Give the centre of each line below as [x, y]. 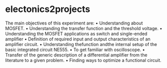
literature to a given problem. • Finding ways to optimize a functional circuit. [83, 60]
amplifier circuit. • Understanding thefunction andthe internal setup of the [81, 44]
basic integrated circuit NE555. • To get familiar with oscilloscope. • [75, 49]
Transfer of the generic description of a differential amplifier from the [76, 55]
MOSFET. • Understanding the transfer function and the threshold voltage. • [84, 28]
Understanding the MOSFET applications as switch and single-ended [76, 33]
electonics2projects [48, 9]
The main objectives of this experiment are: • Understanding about [74, 23]
